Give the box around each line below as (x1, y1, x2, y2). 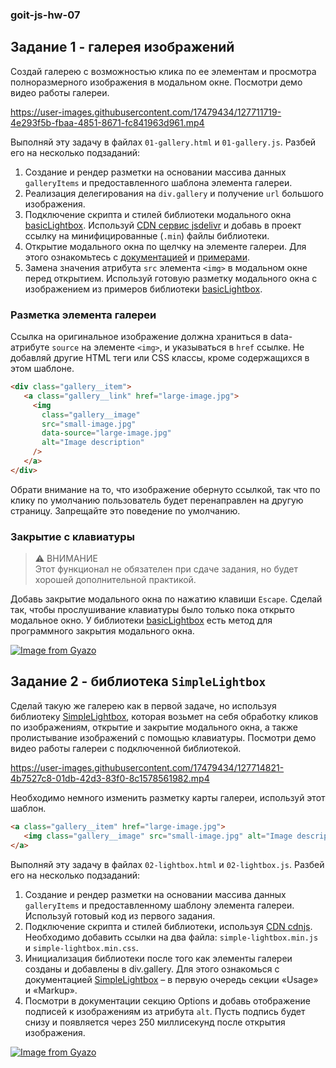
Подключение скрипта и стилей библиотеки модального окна (24, 208, 292, 220)
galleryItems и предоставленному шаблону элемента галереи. (24, 899, 295, 911)
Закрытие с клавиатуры (10, 529, 135, 543)
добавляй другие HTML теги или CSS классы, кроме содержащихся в (10, 352, 310, 364)
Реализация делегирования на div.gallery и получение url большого (24, 187, 324, 199)
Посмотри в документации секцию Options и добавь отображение (24, 994, 311, 1007)
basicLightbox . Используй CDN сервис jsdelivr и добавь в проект (24, 219, 302, 231)
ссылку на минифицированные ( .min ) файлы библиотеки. (24, 229, 270, 242)
